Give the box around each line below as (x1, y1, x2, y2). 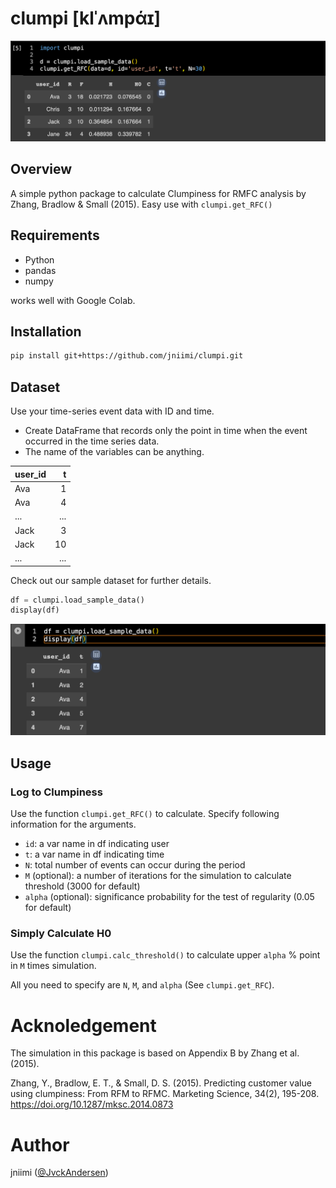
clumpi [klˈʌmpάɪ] (10, 7, 162, 30)
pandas (24, 264, 57, 276)
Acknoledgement (10, 1014, 157, 1037)
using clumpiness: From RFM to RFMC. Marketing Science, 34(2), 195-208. (10, 1088, 320, 1100)
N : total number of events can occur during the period (24, 859, 246, 871)
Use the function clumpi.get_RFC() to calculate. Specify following (10, 808, 280, 820)
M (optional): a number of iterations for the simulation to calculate (24, 870, 292, 882)
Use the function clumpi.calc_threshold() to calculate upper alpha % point (10, 949, 321, 961)
